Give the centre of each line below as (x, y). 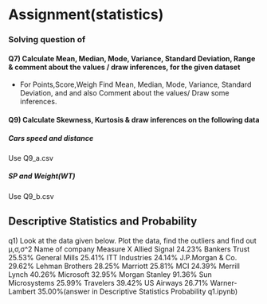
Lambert (22, 291)
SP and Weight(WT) (42, 176)
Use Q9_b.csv (31, 196)
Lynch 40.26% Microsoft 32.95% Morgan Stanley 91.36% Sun (110, 274)
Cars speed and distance (51, 138)
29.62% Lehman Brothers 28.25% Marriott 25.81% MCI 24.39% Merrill (124, 266)
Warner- (224, 283)
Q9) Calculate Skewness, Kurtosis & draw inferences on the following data (134, 119)
